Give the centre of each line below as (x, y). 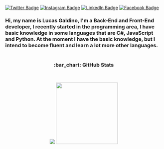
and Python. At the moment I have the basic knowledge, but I (80, 39)
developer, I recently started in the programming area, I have (80, 26)
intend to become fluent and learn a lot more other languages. (82, 45)
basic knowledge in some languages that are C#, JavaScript (79, 33)
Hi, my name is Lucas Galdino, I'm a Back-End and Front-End (80, 20)
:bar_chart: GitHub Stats (84, 65)
